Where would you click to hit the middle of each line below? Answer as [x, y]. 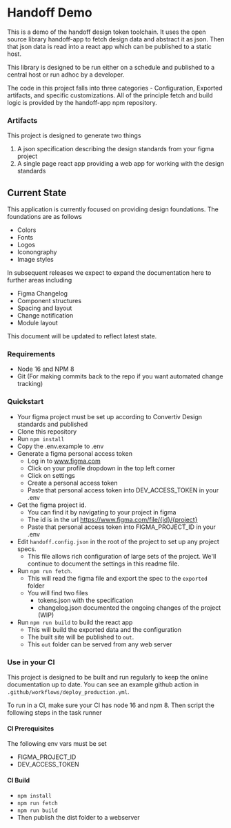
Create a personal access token [72, 483]
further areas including [40, 280]
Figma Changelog [42, 293]
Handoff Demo [50, 13]
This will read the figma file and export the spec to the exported [118, 578]
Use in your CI [31, 662]
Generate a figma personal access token [75, 453]
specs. [27, 549]
